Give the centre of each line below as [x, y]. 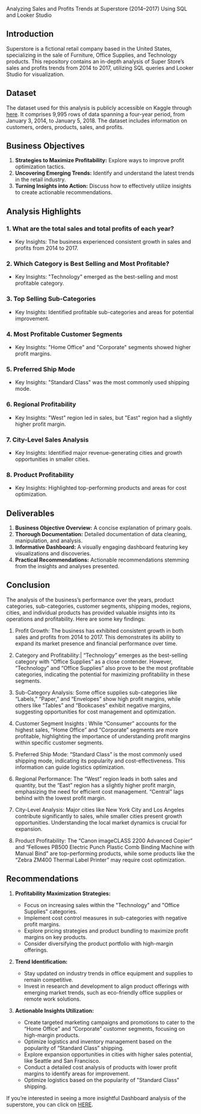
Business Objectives [46, 146]
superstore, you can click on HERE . [50, 1104]
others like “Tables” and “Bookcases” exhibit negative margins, [93, 705]
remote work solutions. [52, 999]
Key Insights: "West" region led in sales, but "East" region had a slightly [104, 417]
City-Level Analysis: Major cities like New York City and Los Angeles [100, 809]
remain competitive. [48, 979]
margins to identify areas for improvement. [77, 1074]
